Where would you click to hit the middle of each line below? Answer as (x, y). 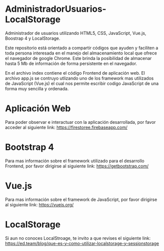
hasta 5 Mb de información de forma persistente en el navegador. (71, 63)
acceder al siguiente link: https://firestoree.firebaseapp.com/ (66, 127)
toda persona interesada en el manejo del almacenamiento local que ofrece (81, 53)
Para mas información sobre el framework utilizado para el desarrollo (75, 161)
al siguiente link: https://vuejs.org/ (39, 204)
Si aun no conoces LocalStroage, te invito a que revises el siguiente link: (78, 238)
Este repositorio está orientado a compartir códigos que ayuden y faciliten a (82, 48)
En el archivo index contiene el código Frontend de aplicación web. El (75, 73)
